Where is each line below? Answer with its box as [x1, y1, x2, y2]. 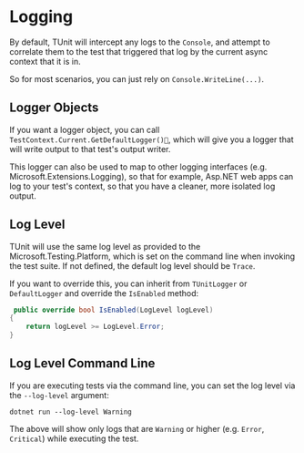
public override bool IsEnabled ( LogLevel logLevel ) [13, 305, 214, 314]
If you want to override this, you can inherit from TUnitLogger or [9, 278, 248, 289]
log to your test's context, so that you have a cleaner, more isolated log [9, 180, 276, 191]
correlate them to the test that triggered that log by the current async [9, 46, 269, 57]
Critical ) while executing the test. [9, 433, 139, 444]
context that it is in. [9, 56, 81, 67]
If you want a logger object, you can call [9, 124, 160, 135]
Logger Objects [9, 100, 99, 116]
